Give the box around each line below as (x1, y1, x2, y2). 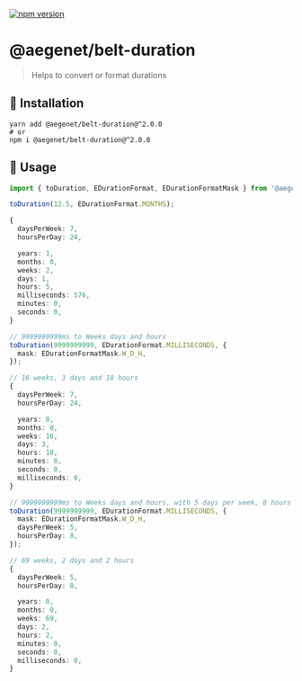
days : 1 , (17, 274, 50, 283)
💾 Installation (9, 95, 84, 112)
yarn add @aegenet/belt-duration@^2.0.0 (9, 120, 164, 129)
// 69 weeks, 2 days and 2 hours (9, 556, 135, 565)
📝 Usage (9, 160, 57, 175)
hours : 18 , (17, 448, 58, 458)
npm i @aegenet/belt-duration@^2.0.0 (9, 135, 151, 144)
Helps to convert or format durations (31, 69, 167, 80)
